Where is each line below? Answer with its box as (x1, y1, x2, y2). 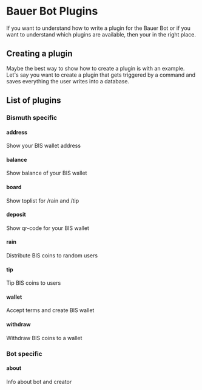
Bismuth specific (6, 114, 58, 122)
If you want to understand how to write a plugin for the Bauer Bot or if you (6, 24, 191, 32)
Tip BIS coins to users (6, 279, 61, 287)
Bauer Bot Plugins (6, 4, 98, 18)
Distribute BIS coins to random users (6, 252, 98, 259)
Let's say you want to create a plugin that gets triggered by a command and (6, 71, 196, 78)
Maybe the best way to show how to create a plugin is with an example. (6, 64, 185, 72)
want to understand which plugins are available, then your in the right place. (6, 30, 196, 38)
